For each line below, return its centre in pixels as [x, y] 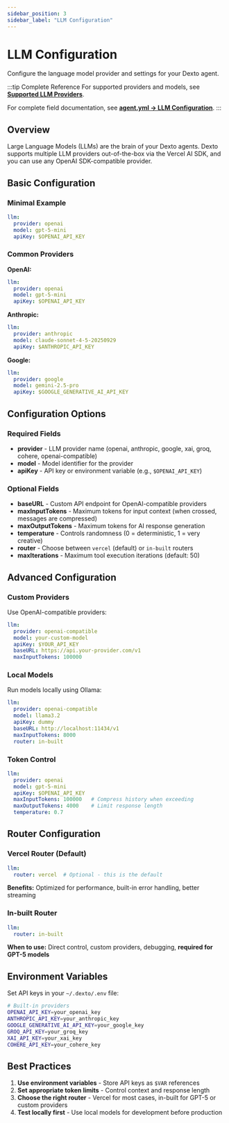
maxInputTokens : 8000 [45, 735]
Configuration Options [57, 414]
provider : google [39, 379]
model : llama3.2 [37, 716]
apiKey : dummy [34, 723]
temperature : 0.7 [39, 813]
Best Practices [39, 1066]
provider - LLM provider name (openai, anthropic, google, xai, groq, [114, 448]
